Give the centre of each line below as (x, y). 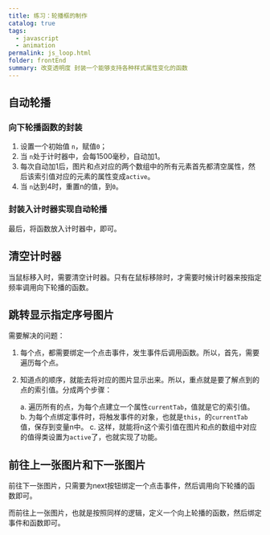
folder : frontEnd (37, 61)
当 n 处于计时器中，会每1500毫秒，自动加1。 (92, 157)
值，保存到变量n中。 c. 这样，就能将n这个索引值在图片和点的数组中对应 (138, 427)
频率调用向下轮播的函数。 (51, 287)
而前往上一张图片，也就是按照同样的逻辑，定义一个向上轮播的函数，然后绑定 (135, 513)
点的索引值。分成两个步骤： (66, 390)
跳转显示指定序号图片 (61, 314)
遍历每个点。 (41, 363)
